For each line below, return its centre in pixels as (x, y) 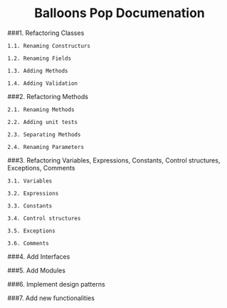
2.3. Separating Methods (44, 134)
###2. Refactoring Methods (48, 96)
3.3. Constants (30, 206)
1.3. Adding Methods (38, 71)
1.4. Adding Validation (43, 83)
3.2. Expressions (33, 193)
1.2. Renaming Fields (39, 58)
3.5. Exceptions (31, 231)
